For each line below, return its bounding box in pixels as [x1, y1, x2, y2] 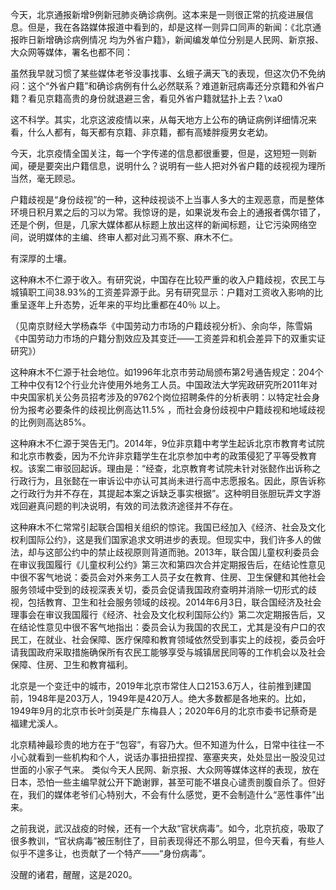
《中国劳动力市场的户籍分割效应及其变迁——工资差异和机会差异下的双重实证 [10, 333, 326, 344]
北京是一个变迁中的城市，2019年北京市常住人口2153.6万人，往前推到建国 [10, 680, 312, 692]
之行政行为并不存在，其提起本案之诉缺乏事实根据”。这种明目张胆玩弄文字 [10, 488, 313, 499]
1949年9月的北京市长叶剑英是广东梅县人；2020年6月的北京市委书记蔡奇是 [10, 705, 318, 717]
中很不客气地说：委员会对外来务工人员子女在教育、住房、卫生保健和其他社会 [10, 571, 326, 583]
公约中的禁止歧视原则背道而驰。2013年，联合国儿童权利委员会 [62, 546, 320, 558]
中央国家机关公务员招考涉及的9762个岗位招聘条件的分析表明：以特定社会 [10, 391, 312, 403]
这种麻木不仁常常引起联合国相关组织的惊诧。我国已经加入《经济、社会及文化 [10, 521, 326, 533]
